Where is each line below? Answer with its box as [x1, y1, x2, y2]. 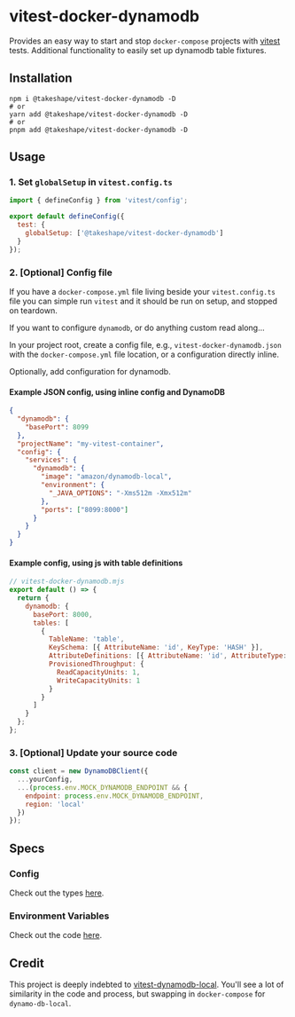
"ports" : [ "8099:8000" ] [41, 505, 128, 514]
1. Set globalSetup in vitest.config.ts [9, 176, 173, 188]
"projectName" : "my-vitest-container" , [17, 439, 165, 448]
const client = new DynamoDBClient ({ [9, 767, 149, 776]
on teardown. [9, 304, 58, 316]
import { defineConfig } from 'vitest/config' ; [9, 196, 189, 205]
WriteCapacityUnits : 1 [56, 676, 141, 685]
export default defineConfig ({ [9, 212, 125, 221]
